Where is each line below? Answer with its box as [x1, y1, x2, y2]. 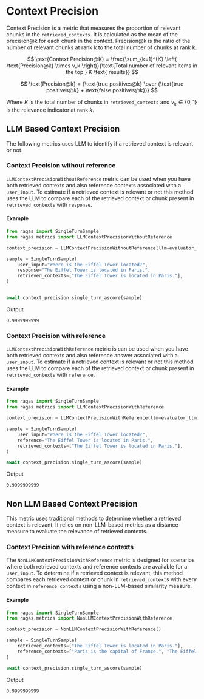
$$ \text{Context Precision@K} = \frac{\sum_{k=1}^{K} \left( [27, 55, 177, 62]
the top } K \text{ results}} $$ [66, 68, 138, 75]
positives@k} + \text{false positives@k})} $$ [46, 86, 158, 93]
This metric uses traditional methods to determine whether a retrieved [6, 515, 182, 522]
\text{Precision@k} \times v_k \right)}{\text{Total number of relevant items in [7, 62, 197, 69]
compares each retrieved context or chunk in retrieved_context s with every [6, 576, 197, 583]
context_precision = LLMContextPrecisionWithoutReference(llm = [6, 245, 170, 251]
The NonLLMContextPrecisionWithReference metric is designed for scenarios [6, 556, 195, 564]
